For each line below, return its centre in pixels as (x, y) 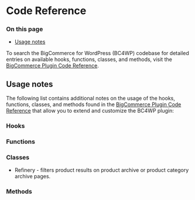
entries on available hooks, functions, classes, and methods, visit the (89, 59)
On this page (25, 29)
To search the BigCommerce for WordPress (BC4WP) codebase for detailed (97, 53)
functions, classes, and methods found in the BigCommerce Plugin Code (94, 104)
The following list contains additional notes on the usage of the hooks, (91, 99)
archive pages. (32, 177)
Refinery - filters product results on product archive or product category (102, 170)
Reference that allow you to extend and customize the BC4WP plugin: (90, 111)
